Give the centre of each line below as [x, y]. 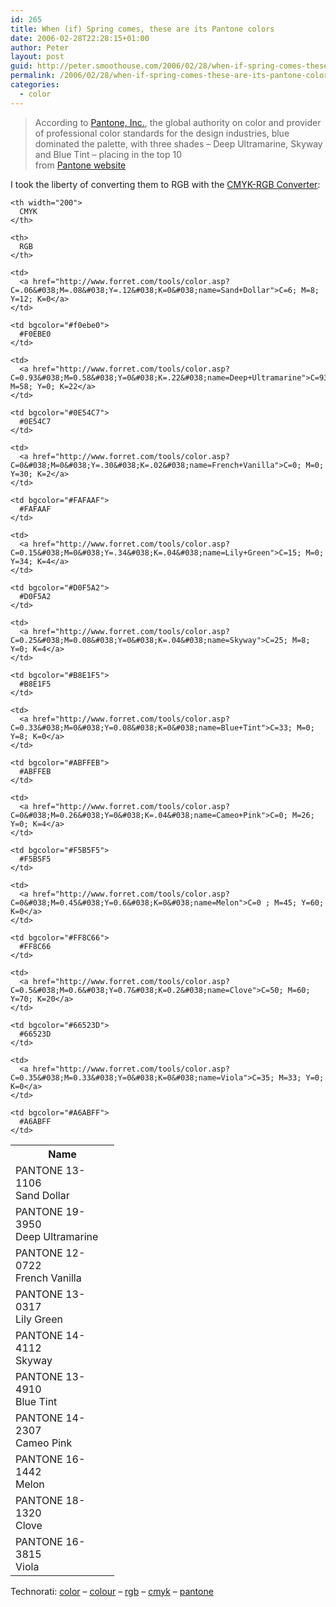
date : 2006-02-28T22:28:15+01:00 [80, 38]
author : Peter [40, 47]
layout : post [37, 57]
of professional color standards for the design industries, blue [162, 133]
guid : [21, 66]
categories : [35, 85]
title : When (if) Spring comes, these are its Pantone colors [142, 29]
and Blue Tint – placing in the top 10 [108, 154]
